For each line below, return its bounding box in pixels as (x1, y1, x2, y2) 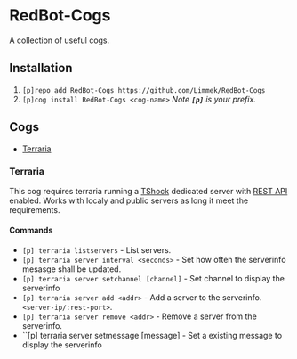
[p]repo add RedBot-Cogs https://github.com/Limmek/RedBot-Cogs (21, 86, 266, 94)
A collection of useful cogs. (9, 35, 110, 45)
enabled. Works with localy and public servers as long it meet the (9, 195, 249, 206)
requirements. (9, 204, 60, 215)
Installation (9, 61, 73, 76)
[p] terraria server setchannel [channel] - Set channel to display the (21, 273, 285, 284)
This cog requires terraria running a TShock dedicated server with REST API (9, 185, 288, 196)
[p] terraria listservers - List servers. (21, 245, 172, 256)
